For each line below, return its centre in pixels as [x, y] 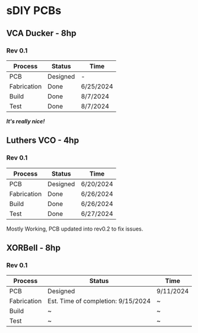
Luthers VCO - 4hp [43, 141]
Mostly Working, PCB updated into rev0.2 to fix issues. [75, 229]
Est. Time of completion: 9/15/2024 [99, 301]
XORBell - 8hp [34, 248]
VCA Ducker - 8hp [41, 33]
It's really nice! [26, 121]
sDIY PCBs [34, 11]
